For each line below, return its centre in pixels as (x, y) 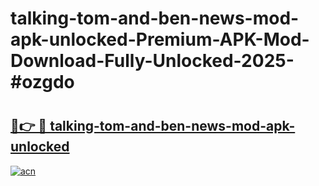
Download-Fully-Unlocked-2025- (152, 61)
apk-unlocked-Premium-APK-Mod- (160, 39)
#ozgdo (42, 82)
